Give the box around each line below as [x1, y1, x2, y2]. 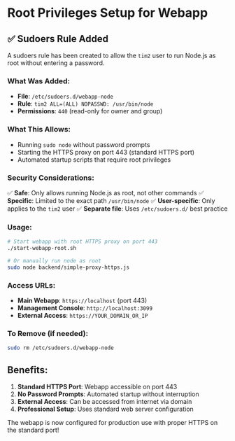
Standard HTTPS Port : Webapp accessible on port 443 [17, 382, 178, 391]
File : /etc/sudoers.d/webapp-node [17, 92, 114, 101]
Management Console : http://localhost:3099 [17, 303, 152, 312]
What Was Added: [7, 76, 71, 85]
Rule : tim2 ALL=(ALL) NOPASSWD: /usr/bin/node [17, 99, 154, 108]
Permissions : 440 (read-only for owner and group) [17, 107, 163, 115]
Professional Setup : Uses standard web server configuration [17, 405, 194, 413]
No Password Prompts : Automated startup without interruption [17, 390, 199, 398]
